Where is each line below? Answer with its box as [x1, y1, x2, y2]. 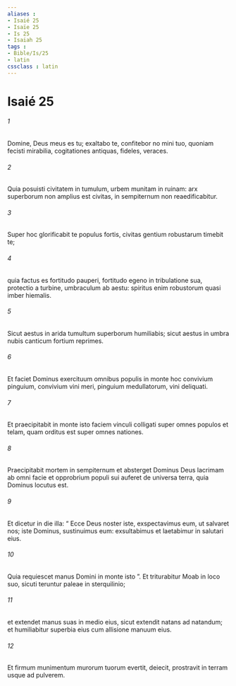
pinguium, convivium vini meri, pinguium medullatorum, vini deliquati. [7, 383, 209, 391]
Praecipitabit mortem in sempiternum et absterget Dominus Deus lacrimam [7, 466, 224, 475]
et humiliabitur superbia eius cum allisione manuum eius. [7, 625, 172, 634]
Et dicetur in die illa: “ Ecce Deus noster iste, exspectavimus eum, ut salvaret [7, 519, 230, 528]
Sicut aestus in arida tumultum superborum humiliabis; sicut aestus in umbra [7, 329, 230, 337]
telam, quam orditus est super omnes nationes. [7, 428, 144, 436]
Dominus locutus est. [7, 481, 69, 489]
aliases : [7, 10, 37, 18]
